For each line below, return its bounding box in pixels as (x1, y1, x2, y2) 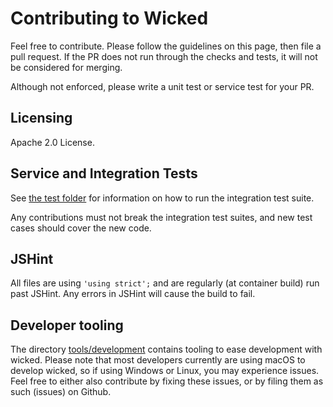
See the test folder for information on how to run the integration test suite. (10, 192, 315, 204)
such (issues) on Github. (10, 386, 112, 398)
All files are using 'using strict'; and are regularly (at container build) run (10, 277, 320, 289)
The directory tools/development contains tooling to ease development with (10, 343, 323, 356)
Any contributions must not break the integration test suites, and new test (10, 211, 313, 223)
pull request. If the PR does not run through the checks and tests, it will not (10, 50, 318, 62)
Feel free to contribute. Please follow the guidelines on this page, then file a (10, 40, 322, 52)
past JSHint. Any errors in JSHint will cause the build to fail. (10, 288, 256, 300)
